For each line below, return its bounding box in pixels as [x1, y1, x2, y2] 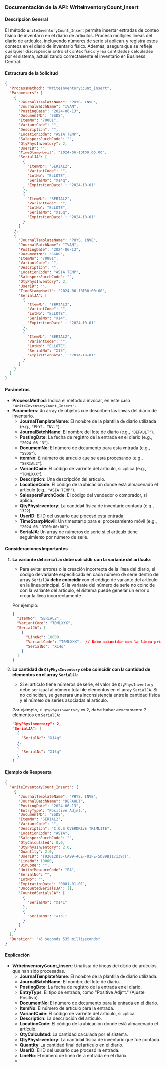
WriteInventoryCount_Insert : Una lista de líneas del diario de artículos [12, 963, 157, 969]
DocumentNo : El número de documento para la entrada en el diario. [19, 1000, 159, 1006]
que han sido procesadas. [12, 968, 66, 974]
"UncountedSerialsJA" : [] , [18, 886, 74, 891]
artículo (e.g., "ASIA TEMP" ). [19, 487, 76, 493]
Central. [5, 59, 21, 65]
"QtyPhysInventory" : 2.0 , [18, 845, 72, 850]
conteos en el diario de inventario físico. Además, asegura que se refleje [5, 43, 153, 49]
